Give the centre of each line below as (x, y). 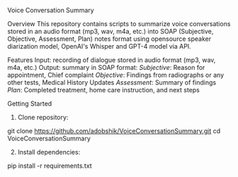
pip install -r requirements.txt (50, 166)
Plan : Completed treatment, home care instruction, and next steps (104, 90)
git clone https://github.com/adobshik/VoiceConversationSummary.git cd (114, 131)
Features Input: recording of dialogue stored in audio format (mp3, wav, (112, 60)
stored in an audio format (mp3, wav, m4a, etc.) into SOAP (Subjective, (110, 31)
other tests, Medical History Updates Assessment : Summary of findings (112, 83)
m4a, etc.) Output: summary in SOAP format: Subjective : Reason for (106, 67)
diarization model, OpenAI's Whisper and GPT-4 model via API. (99, 46)
